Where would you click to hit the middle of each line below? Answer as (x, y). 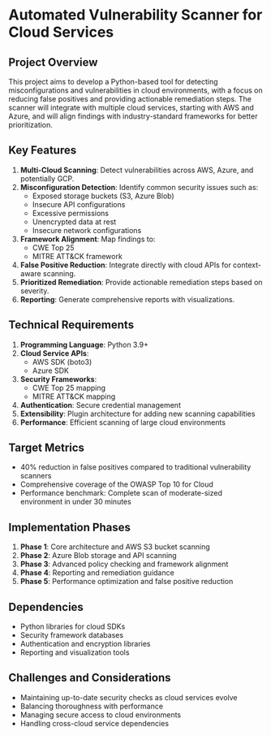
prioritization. (30, 125)
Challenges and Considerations (90, 678)
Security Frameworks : (58, 379)
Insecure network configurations (87, 230)
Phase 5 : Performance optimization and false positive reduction (127, 582)
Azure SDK (50, 370)
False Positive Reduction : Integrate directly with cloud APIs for (125, 265)
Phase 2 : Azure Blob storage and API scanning (98, 556)
